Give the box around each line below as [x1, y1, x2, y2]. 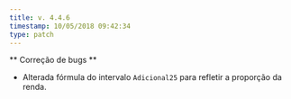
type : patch [9, 30, 54, 39]
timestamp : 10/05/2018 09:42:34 [9, 22, 131, 31]
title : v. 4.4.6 [9, 13, 70, 22]
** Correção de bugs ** [9, 55, 97, 66]
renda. [22, 82, 47, 93]
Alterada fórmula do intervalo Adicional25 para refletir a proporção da [22, 72, 282, 83]
